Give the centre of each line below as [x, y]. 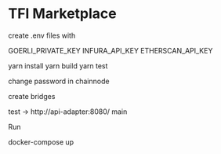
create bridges [32, 96]
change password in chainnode [59, 81]
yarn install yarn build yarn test [58, 66]
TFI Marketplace [62, 14]
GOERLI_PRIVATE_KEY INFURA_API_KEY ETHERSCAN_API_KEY [110, 50]
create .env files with [42, 35]
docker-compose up [41, 141]
